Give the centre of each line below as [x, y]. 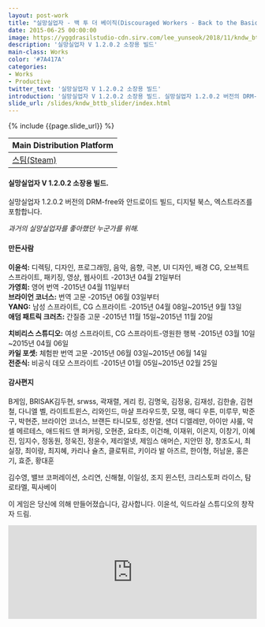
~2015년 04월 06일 [39, 343]
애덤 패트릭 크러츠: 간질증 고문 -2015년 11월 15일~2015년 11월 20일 [111, 316]
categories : [28, 67]
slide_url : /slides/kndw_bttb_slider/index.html [90, 103]
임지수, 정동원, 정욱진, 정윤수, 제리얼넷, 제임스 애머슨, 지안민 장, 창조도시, [131, 440]
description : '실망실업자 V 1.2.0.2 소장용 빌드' [83, 45]
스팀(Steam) [34, 160]
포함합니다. [25, 212]
